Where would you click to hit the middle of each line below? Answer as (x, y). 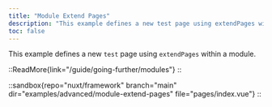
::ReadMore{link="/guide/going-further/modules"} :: (95, 70)
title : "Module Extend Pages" (59, 16)
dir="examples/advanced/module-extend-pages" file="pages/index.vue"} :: (135, 94)
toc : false (27, 31)
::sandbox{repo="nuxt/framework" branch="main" (93, 85)
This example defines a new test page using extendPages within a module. (132, 54)
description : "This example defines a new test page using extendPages (132, 24)
